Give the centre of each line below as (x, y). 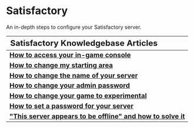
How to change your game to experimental (78, 96)
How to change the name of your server (74, 75)
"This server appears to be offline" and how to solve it (97, 116)
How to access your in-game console (70, 55)
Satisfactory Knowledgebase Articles (84, 43)
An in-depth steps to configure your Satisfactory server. (74, 27)
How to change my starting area (61, 65)
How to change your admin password (70, 85)
